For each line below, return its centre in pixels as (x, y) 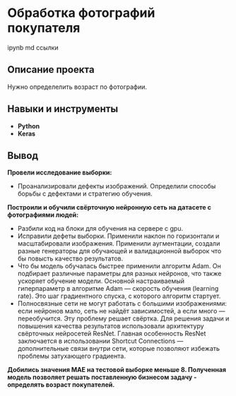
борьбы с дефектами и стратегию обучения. (85, 194)
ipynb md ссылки (33, 47)
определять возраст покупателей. (61, 385)
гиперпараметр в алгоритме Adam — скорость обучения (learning (118, 289)
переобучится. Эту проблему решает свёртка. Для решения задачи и (123, 318)
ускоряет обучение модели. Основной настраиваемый (101, 281)
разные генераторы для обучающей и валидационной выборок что (119, 251)
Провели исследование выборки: (60, 173)
